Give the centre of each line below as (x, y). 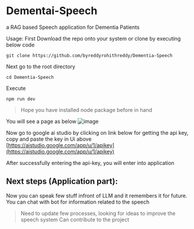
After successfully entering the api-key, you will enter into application (91, 162)
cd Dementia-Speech (30, 77)
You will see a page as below (41, 121)
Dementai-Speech (52, 11)
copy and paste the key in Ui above (49, 139)
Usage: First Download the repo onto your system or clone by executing (93, 38)
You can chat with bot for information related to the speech (78, 202)
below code (20, 45)
